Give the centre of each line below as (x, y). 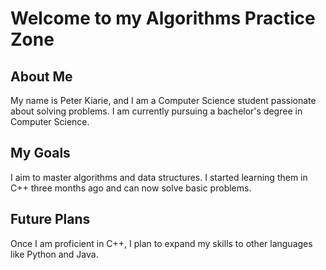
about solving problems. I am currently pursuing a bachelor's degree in (156, 111)
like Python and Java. (54, 254)
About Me (41, 76)
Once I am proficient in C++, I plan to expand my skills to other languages (161, 243)
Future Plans (50, 219)
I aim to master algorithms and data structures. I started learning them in (159, 177)
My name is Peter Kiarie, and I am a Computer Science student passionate (163, 100)
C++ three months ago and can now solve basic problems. (131, 188)
